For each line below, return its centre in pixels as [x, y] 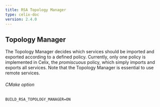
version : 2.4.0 [21, 19]
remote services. [23, 73]
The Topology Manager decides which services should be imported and [80, 52]
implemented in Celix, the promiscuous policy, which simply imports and [80, 62]
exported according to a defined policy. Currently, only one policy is [75, 57]
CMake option [20, 84]
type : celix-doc [22, 15]
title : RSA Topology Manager [36, 10]
